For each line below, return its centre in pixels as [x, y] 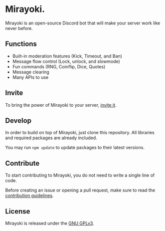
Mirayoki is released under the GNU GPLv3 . [50, 223]
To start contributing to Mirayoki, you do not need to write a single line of [80, 175]
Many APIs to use [30, 77]
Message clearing [31, 72]
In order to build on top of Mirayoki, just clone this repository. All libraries [80, 133]
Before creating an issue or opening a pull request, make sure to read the [80, 190]
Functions [21, 44]
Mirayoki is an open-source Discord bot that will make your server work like [83, 23]
